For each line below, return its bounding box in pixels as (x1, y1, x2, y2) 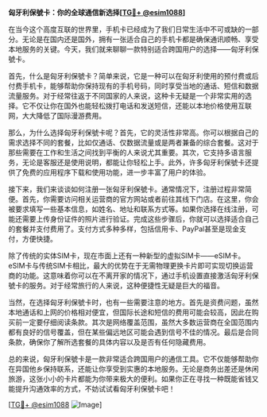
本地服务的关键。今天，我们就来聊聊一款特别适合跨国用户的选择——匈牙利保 (8, 44, 259, 54)
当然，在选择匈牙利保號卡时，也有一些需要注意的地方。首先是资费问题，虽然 (8, 298, 259, 307)
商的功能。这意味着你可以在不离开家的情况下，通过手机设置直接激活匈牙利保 (8, 271, 259, 280)
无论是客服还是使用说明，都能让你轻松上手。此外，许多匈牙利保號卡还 (21, 158, 252, 167)
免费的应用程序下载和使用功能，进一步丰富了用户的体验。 (21, 168, 211, 177)
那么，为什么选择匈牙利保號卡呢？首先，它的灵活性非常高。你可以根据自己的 (8, 128, 259, 137)
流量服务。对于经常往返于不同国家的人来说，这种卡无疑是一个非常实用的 (8, 91, 245, 100)
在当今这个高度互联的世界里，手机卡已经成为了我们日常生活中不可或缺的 (8, 25, 245, 34)
